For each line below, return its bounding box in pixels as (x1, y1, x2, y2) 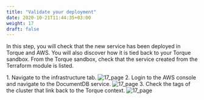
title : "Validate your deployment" (6, 9, 97, 15)
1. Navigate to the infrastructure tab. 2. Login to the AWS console (6, 74, 197, 81)
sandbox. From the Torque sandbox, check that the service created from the (6, 55, 198, 63)
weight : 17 (6, 20, 34, 26)
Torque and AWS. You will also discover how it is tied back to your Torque (6, 49, 191, 57)
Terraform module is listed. (6, 62, 74, 70)
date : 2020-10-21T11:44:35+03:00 (6, 15, 91, 21)
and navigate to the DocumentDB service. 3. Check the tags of (6, 80, 191, 88)
